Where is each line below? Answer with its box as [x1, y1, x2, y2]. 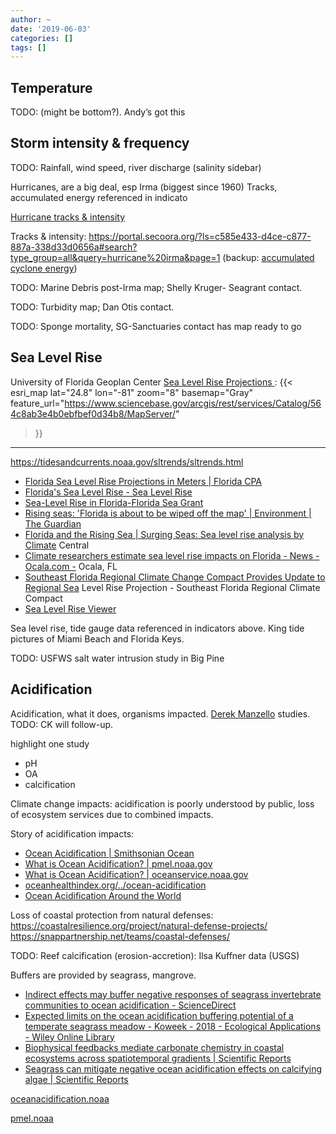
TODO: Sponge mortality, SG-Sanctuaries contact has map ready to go [10, 320, 302, 332]
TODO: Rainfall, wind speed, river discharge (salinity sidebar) [10, 161, 262, 173]
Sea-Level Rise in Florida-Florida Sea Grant [24, 496, 204, 508]
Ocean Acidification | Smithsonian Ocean [24, 847, 195, 859]
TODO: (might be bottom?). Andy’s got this [10, 106, 186, 118]
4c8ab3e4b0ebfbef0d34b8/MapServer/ [10, 407, 176, 420]
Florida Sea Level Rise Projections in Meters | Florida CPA [24, 475, 262, 487]
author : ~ [10, 14, 52, 25]
